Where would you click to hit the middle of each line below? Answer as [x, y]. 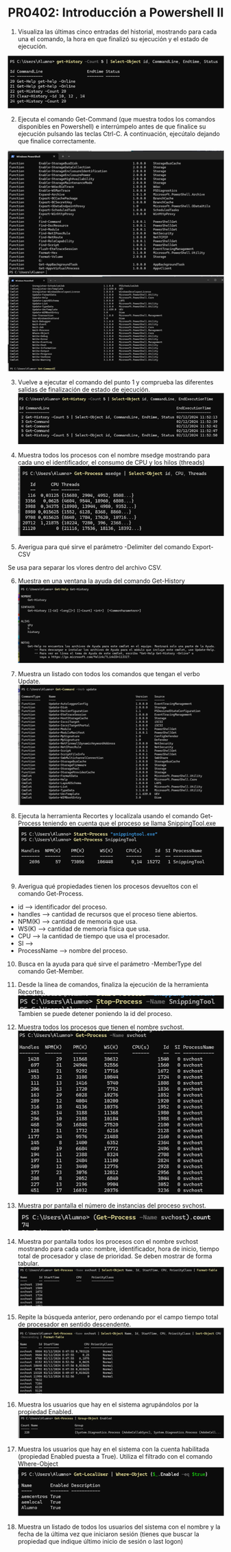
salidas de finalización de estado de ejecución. [84, 389]
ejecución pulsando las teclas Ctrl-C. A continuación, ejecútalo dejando [119, 134]
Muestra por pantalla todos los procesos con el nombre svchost [108, 1242]
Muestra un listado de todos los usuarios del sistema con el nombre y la [119, 1527]
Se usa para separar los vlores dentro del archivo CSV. [85, 567]
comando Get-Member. [51, 971]
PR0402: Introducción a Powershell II [116, 13]
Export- [203, 546]
